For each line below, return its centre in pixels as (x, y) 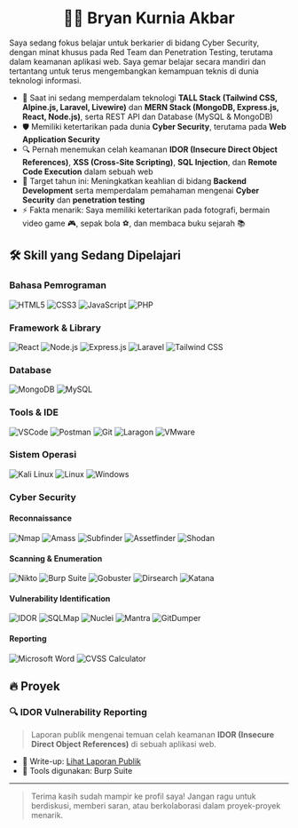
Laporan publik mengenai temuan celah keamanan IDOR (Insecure (153, 735)
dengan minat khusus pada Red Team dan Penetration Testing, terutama (141, 52)
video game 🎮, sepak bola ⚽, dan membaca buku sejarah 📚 (133, 223)
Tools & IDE (34, 412)
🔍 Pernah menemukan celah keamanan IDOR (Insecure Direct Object (149, 149)
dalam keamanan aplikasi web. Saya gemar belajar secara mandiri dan (137, 61)
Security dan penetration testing (83, 200)
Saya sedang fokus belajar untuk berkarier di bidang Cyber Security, (134, 43)
